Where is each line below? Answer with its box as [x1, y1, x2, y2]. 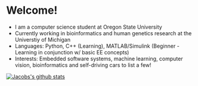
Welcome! [6, 4, 58, 17]
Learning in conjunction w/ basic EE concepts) [14, 48, 129, 56]
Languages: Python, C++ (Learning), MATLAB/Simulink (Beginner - [14, 42, 180, 50]
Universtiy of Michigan [14, 36, 71, 43]
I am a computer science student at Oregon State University [14, 23, 162, 30]
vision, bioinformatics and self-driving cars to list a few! [14, 61, 151, 69]
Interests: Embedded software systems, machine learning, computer [14, 55, 183, 62]
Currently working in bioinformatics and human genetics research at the [14, 29, 192, 36]
